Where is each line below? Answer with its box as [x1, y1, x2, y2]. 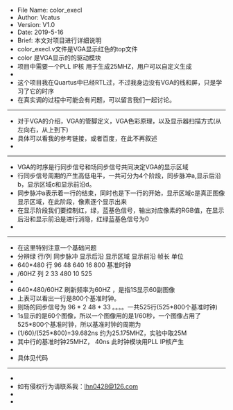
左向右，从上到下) [17, 126, 69, 134]
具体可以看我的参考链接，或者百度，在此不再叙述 [17, 135, 157, 142]
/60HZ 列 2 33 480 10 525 [17, 270, 92, 277]
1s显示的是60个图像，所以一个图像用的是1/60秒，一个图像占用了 [17, 311, 201, 320]
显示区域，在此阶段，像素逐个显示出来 [17, 198, 127, 205]
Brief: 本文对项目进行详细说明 [17, 36, 102, 44]
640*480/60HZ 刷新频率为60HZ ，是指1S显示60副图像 [17, 286, 175, 293]
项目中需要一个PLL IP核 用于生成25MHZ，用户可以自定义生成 [17, 62, 192, 70]
